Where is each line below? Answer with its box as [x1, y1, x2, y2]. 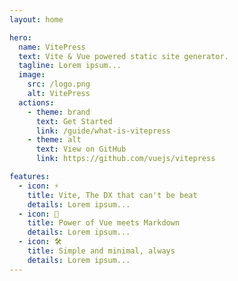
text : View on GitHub [35, 144, 127, 155]
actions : [18, 97, 55, 108]
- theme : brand [27, 107, 91, 117]
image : [18, 70, 46, 80]
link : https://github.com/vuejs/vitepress [35, 154, 216, 164]
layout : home [9, 14, 64, 25]
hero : [9, 32, 32, 43]
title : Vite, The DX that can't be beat [27, 190, 198, 200]
